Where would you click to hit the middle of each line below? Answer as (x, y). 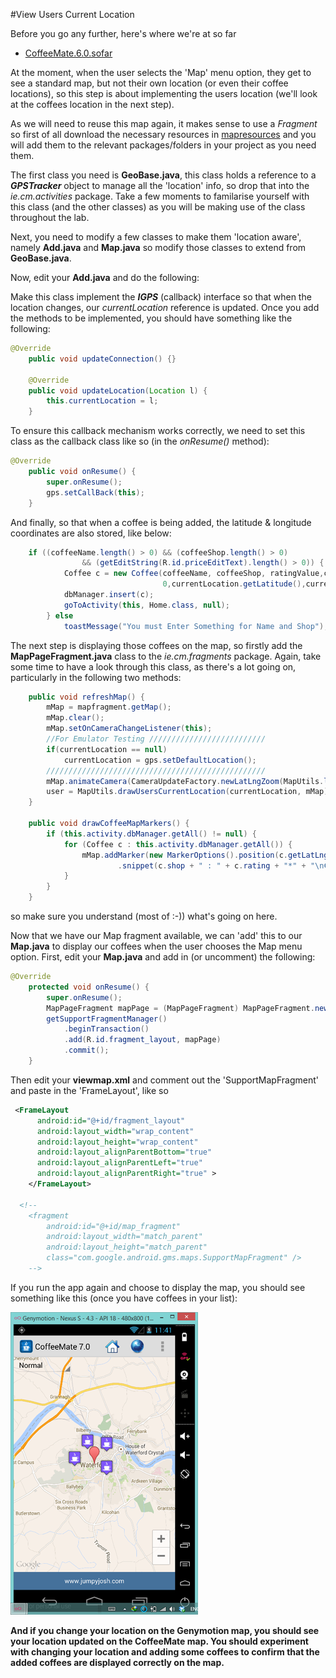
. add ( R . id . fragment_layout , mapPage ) (142, 1040)
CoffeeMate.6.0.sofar (68, 53)
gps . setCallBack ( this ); (95, 492)
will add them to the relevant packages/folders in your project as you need (163, 145)
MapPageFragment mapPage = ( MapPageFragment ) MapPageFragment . (180, 1008)
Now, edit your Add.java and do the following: (105, 277)
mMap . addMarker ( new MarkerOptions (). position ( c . (184, 855)
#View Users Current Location (72, 14)
